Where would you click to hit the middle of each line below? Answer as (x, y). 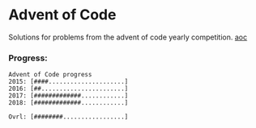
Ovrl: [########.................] (68, 117)
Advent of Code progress (50, 75)
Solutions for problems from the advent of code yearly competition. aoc (128, 37)
